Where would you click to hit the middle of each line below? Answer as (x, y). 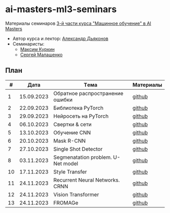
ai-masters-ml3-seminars (61, 9)
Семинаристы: (28, 44)
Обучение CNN (72, 133)
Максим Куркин (37, 49)
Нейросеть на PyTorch (81, 116)
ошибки (63, 100)
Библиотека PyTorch (78, 108)
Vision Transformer (76, 194)
